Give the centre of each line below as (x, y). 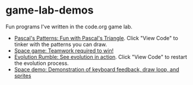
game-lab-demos (50, 10)
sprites (23, 76)
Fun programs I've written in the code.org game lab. (69, 27)
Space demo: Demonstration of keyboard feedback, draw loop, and (96, 69)
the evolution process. (41, 63)
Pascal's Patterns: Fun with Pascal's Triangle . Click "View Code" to (96, 38)
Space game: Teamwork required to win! (64, 50)
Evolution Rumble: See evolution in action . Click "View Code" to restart (101, 57)
